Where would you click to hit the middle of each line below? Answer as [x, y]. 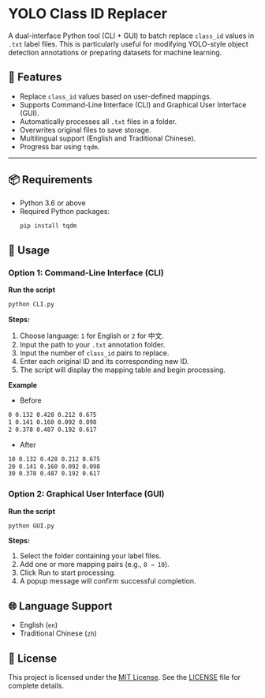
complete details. [36, 686]
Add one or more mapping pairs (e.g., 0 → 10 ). [94, 565]
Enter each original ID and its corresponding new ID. [104, 361]
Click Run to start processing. [67, 572]
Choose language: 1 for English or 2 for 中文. [91, 336]
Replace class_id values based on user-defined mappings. [116, 96]
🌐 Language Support [60, 606]
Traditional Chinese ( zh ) [58, 633]
